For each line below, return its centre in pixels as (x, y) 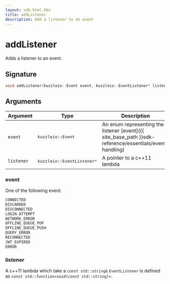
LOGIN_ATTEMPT (20, 214)
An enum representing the (133, 124)
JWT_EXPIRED (18, 242)
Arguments (24, 102)
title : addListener (26, 15)
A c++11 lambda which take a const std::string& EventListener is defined (83, 271)
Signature (21, 74)
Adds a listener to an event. (34, 58)
